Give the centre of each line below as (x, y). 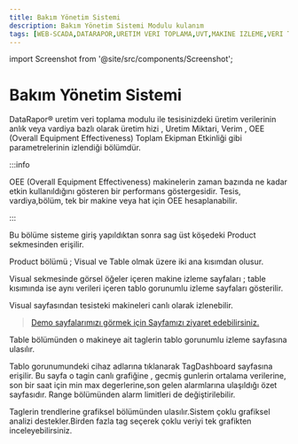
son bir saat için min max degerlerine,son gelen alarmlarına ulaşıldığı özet (143, 386)
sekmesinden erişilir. (47, 245)
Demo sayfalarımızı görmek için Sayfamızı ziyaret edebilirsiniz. (145, 323)
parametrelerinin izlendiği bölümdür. (75, 148)
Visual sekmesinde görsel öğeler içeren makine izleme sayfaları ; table (137, 279)
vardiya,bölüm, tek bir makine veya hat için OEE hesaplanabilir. (123, 201)
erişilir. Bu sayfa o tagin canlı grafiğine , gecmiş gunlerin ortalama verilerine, (148, 376)
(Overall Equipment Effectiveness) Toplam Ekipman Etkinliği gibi (125, 138)
